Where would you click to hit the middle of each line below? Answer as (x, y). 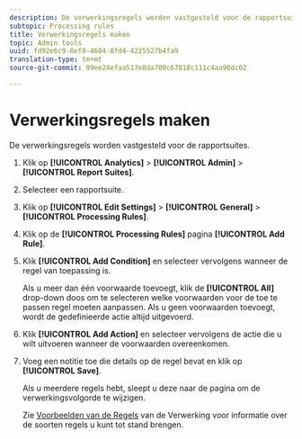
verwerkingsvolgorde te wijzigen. (84, 398)
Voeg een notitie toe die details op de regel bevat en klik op (132, 361)
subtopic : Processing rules (62, 26)
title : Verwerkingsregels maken (70, 34)
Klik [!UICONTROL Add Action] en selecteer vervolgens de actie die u (152, 334)
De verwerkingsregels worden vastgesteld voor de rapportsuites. (129, 145)
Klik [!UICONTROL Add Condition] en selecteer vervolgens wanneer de (155, 261)
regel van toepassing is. (67, 270)
